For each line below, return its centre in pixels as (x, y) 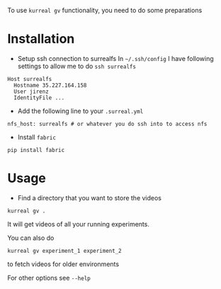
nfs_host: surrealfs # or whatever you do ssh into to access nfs (107, 124)
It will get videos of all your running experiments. (79, 224)
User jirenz (32, 92)
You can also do (31, 238)
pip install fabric (36, 150)
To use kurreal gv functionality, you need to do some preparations (105, 10)
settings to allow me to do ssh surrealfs (77, 66)
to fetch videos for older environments (63, 264)
